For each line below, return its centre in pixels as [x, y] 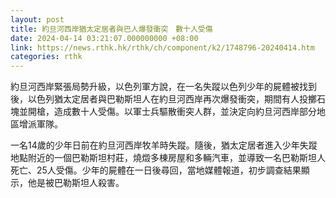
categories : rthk [46, 57]
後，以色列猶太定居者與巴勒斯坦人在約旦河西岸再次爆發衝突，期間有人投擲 [163, 99]
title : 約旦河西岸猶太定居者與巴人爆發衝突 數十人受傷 [111, 29]
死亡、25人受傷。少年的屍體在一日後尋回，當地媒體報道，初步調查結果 [156, 170]
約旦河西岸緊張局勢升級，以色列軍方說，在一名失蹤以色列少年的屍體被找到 [163, 87]
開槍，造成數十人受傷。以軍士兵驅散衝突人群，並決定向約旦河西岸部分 [172, 112]
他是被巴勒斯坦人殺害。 [76, 183]
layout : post [37, 19]
